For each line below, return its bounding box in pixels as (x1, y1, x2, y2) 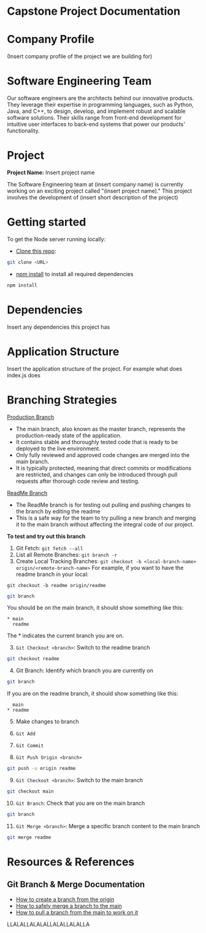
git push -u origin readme (7, 766, 76, 772)
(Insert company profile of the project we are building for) (7, 53, 153, 60)
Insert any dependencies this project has (7, 323, 110, 331)
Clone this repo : (15, 247, 56, 255)
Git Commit (15, 743, 44, 749)
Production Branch (7, 413, 55, 421)
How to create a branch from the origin (15, 896, 115, 903)
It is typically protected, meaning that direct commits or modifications (15, 464, 192, 472)
